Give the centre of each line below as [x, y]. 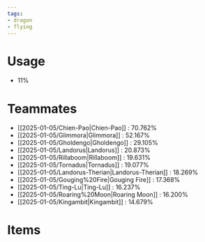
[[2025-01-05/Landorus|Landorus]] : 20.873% [84, 150]
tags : [15, 14]
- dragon [20, 20]
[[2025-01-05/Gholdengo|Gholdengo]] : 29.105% [88, 143]
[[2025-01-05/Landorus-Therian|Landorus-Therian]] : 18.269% [108, 172]
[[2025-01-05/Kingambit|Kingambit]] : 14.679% [85, 202]
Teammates [42, 108]
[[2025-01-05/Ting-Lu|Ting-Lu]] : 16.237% [79, 187]
